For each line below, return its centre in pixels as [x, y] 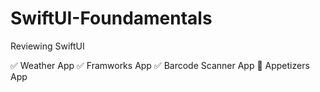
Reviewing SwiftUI [47, 46]
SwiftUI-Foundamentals [111, 18]
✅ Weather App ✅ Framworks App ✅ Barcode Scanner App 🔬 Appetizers [160, 65]
